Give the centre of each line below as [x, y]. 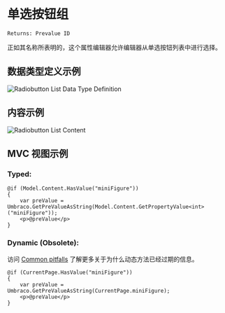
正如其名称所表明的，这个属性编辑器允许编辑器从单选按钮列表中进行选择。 [114, 47]
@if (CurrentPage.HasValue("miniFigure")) [70, 272]
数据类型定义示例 [44, 72]
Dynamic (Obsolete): [43, 243]
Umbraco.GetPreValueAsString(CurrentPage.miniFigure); [89, 291]
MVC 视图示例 [38, 154]
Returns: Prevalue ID [39, 33]
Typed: [20, 174]
